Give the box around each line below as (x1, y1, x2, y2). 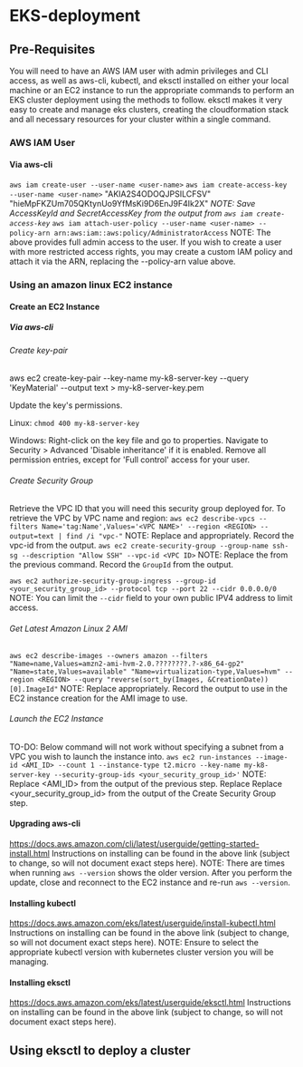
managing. (9, 956, 50, 967)
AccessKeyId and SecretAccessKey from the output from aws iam (9, 208, 253, 218)
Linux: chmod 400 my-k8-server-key (9, 418, 140, 429)
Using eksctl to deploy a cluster (9, 1043, 192, 1058)
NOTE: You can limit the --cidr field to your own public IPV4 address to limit (9, 593, 293, 604)
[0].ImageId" (9, 684, 59, 694)
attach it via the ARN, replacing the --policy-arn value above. (9, 256, 236, 267)
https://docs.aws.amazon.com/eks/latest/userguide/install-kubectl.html (9, 917, 276, 929)
